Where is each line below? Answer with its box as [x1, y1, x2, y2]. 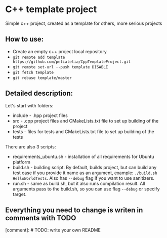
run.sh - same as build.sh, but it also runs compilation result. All [12, 180, 145, 186]
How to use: [5, 35, 44, 44]
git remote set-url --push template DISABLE [12, 64, 108, 69]
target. [12, 191, 27, 197]
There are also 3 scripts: [5, 143, 56, 150]
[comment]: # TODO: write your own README [5, 227, 101, 233]
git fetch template [12, 70, 54, 75]
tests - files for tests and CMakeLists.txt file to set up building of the [12, 128, 154, 135]
